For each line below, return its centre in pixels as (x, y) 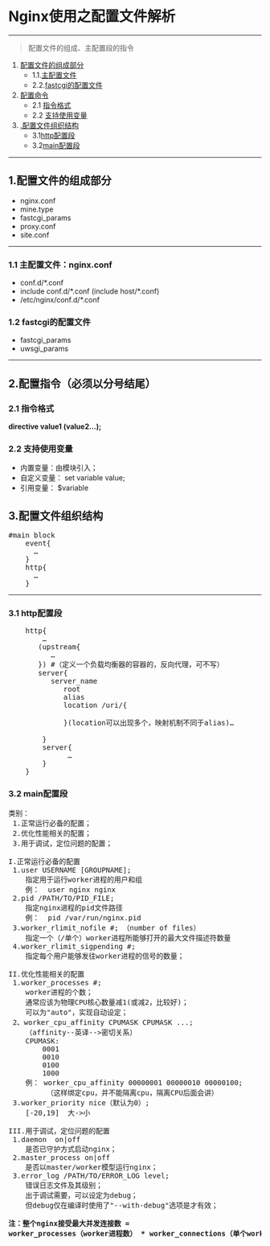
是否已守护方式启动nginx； (71, 1149)
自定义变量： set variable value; (72, 478)
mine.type (37, 209)
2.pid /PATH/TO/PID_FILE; (63, 898)
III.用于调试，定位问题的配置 (59, 1131)
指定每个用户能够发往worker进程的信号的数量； (105, 956)
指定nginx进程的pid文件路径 (74, 907)
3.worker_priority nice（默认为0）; (81, 1102)
